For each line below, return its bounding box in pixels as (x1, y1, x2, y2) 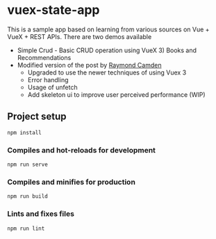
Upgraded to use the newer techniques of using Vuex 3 (27, 68, 187, 77)
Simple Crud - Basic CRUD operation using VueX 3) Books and (17, 46, 197, 54)
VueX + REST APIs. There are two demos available (7, 32, 152, 40)
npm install (7, 129, 42, 136)
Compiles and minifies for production (7, 177, 135, 187)
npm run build (7, 193, 49, 200)
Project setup (7, 111, 67, 123)
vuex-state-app (7, 2, 100, 18)
